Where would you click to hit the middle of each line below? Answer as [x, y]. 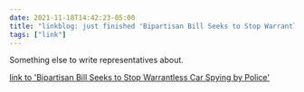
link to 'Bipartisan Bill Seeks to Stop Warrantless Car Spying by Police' [139, 78]
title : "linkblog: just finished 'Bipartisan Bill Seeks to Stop [135, 26]
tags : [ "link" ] [38, 34]
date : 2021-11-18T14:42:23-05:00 [72, 18]
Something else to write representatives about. [96, 60]
